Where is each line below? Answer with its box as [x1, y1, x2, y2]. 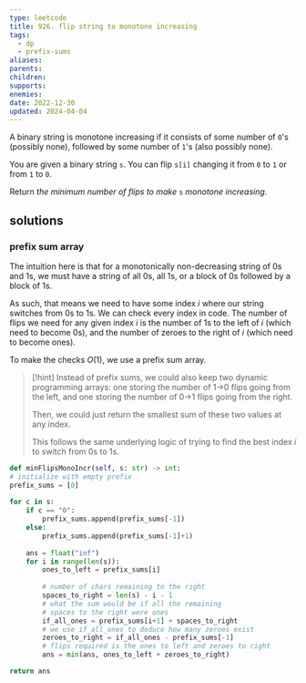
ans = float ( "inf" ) [25, 548, 100, 557]
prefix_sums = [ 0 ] [9, 481, 79, 490]
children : [9, 73, 47, 82]
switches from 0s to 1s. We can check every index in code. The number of [9, 307, 288, 318]
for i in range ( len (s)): [25, 557, 120, 566]
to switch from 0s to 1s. [31, 446, 120, 457]
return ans [9, 667, 51, 676]
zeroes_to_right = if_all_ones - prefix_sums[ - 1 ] [42, 633, 234, 643]
